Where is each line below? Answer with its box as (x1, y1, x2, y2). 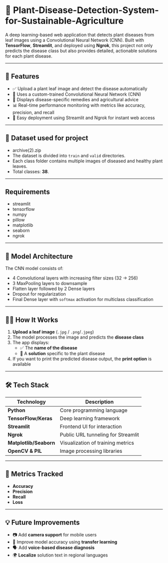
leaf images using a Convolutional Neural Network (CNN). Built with (5, 37, 144, 43)
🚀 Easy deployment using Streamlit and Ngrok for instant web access (12, 115, 155, 121)
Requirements (5, 187, 50, 196)
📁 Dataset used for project (5, 134, 88, 142)
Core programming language (59, 407, 127, 414)
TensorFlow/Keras (7, 415, 52, 422)
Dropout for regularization (12, 291, 66, 297)
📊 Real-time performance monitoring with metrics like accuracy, (12, 102, 146, 108)
